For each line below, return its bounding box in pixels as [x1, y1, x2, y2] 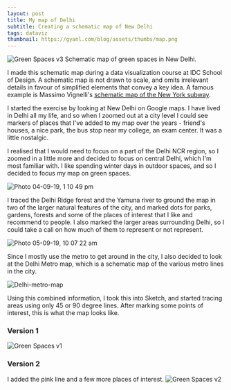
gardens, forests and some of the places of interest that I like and [7, 211, 193, 219]
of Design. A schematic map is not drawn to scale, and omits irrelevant [7, 76, 209, 84]
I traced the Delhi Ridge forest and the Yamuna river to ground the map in [7, 196, 216, 205]
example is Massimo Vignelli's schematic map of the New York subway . [7, 91, 211, 99]
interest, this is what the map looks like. [7, 309, 120, 317]
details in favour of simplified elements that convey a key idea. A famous [7, 83, 214, 92]
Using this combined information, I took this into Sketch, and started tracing [7, 294, 223, 303]
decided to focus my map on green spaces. [7, 169, 131, 178]
